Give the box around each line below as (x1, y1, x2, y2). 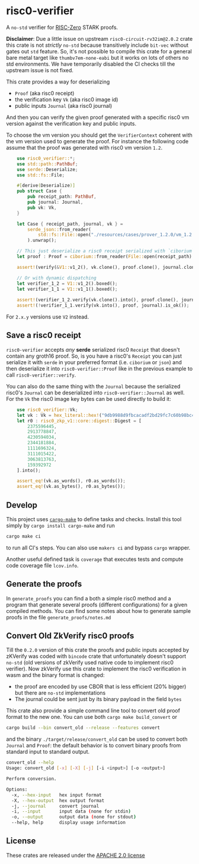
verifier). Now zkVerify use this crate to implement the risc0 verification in (6, 665, 187, 673)
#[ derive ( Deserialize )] (17, 182, 76, 189)
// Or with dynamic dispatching (17, 275, 97, 281)
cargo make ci (6, 533, 41, 539)
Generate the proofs (6, 579, 82, 589)
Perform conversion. (6, 776, 57, 782)
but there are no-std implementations (14, 689, 106, 696)
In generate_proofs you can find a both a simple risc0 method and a (6, 595, 172, 602)
